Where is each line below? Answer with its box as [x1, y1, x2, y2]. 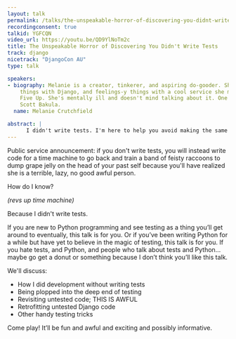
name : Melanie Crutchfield [13, 108, 93, 115]
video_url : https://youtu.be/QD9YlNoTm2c [7, 36, 131, 44]
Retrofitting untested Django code [17, 303, 116, 311]
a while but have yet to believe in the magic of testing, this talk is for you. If [7, 238, 223, 246]
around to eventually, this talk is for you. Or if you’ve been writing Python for [7, 230, 228, 239]
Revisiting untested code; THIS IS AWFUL [17, 295, 138, 303]
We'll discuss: [7, 266, 48, 274]
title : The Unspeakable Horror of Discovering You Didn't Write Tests [7, 43, 218, 50]
